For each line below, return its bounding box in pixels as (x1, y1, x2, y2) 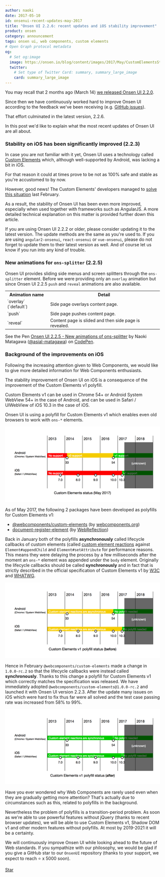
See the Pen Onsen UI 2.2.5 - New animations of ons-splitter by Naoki (5, 334, 147, 340)
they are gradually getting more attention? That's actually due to (5, 795, 135, 800)
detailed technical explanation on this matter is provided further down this (5, 212, 155, 217)
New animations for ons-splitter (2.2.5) (5, 259, 103, 266)
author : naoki (5, 8, 34, 13)
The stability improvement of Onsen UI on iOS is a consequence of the (5, 377, 148, 383)
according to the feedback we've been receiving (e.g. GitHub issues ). (5, 104, 146, 110)
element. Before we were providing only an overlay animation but (24, 275, 156, 282)
